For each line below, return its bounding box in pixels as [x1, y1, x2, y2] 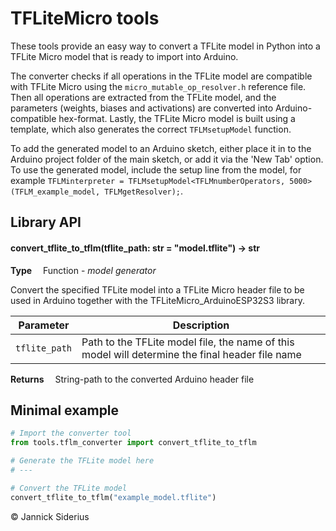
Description [172, 318, 230, 332]
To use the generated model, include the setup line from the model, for [10, 163, 302, 176]
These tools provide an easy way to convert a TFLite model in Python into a [10, 40, 321, 52]
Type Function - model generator [10, 264, 157, 276]
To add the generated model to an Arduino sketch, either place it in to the [10, 142, 312, 154]
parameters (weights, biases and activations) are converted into [10, 102, 274, 114]
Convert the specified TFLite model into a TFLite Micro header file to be [10, 283, 305, 296]
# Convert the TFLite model [10, 483, 128, 493]
